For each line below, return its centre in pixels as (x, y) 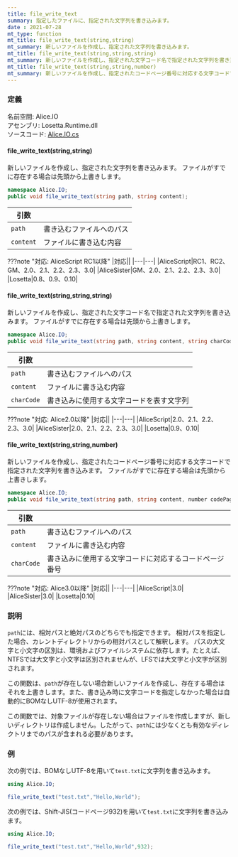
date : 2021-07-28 (34, 27)
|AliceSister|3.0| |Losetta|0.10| (51, 596)
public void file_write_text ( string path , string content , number (107, 499)
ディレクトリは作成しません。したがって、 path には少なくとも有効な (112, 725)
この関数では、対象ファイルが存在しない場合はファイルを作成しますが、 (113, 716)
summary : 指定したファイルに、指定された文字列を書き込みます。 (90, 21)
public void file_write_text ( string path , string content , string (107, 341)
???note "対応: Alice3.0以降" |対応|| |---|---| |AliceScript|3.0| (96, 588)
